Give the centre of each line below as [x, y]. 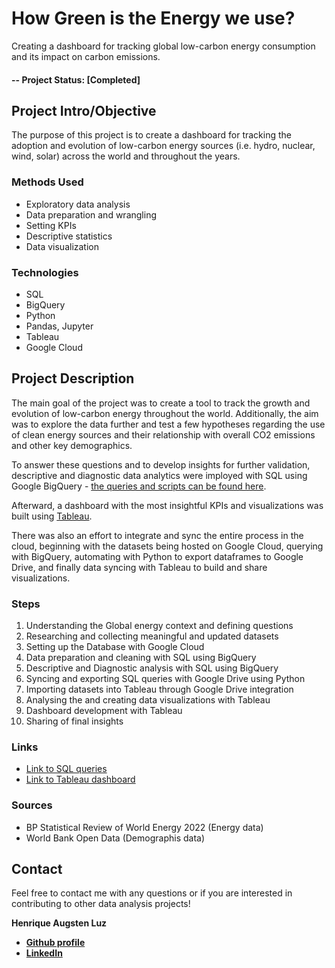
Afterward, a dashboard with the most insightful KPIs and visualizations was [167, 505]
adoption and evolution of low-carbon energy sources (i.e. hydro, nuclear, [163, 146]
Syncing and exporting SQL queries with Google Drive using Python [165, 679]
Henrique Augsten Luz [59, 923]
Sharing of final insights [74, 721]
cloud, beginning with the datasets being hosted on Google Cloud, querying [167, 546]
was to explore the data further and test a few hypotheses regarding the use [168, 424]
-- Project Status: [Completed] [76, 79]
